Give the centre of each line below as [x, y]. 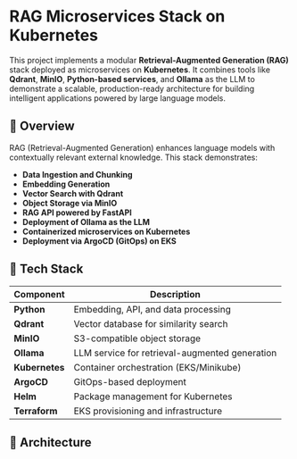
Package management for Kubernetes [153, 396]
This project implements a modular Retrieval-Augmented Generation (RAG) [149, 60]
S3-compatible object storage [137, 338]
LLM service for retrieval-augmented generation [175, 353]
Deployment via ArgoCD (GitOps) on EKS [99, 241]
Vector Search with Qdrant [73, 193]
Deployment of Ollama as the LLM [86, 221]
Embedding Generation [66, 184]
